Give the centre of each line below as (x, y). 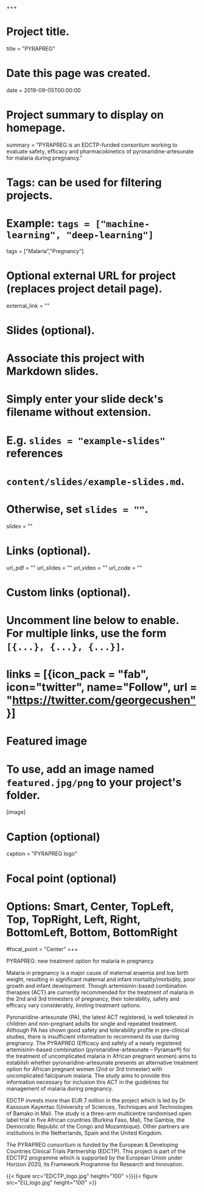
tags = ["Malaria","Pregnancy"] (45, 251)
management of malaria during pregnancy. (60, 1089)
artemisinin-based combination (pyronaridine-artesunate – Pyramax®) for (98, 1050)
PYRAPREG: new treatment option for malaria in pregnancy (80, 961)
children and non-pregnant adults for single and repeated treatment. (92, 1024)
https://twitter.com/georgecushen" (104, 700)
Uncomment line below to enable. (93, 620)
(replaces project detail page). (84, 289)
